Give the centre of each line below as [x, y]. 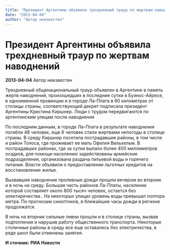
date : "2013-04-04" [26, 15]
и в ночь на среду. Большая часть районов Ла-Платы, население [76, 185]
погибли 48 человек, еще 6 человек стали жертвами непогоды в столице [85, 132]
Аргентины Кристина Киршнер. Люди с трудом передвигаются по [77, 112]
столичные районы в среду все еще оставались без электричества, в [81, 228]
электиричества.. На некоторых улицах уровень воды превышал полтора [85, 196]
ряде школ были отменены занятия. [44, 233]
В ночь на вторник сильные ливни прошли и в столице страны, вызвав [82, 217]
